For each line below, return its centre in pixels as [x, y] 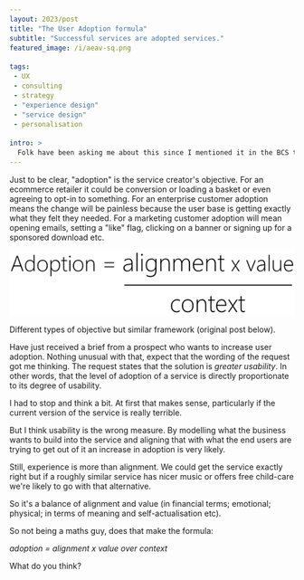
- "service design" [50, 114]
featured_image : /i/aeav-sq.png [70, 48]
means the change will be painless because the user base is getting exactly [150, 208]
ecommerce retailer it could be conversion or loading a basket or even [140, 189]
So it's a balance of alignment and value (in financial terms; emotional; [140, 503]
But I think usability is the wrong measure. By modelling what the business [148, 430]
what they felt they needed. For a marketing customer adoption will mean [146, 218]
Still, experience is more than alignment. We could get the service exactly [146, 467]
